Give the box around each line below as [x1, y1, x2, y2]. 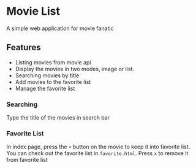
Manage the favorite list [15, 85, 75, 92]
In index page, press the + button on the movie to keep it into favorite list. [6, 143, 190, 151]
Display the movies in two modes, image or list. [15, 65, 135, 72]
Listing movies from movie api [15, 58, 91, 66]
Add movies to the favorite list [15, 78, 91, 85]
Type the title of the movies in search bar [6, 114, 110, 121]
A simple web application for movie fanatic [6, 25, 114, 32]
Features [6, 42, 41, 53]
